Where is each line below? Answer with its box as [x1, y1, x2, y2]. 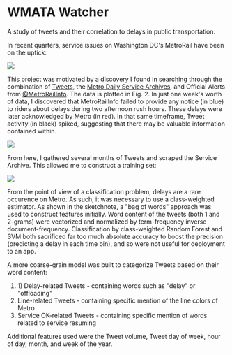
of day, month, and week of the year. [7, 340, 113, 348]
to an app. [7, 247, 36, 255]
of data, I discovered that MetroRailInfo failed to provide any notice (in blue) [7, 97, 224, 106]
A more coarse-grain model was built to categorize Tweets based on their [7, 260, 219, 269]
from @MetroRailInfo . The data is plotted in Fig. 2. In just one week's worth [7, 89, 222, 98]
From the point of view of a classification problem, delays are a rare [7, 187, 201, 196]
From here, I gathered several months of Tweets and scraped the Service [7, 153, 217, 161]
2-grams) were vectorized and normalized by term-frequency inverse [7, 217, 207, 226]
